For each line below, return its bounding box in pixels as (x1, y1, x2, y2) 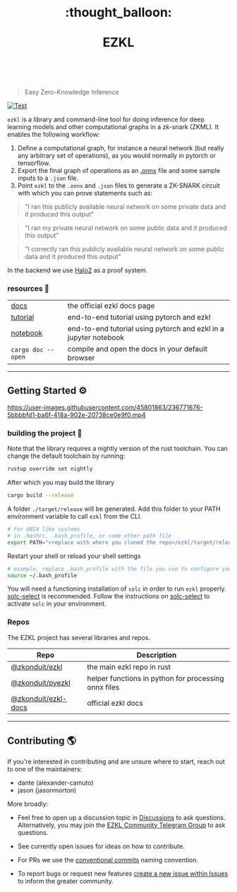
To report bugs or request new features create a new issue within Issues (17, 869, 228, 878)
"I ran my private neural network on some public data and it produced (24, 223, 227, 232)
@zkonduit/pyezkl (11, 677, 71, 687)
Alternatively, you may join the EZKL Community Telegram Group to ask (17, 821, 226, 829)
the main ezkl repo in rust (87, 662, 171, 672)
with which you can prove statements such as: (17, 188, 153, 197)
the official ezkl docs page (67, 301, 155, 311)
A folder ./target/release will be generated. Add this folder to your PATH (7, 505, 221, 513)
